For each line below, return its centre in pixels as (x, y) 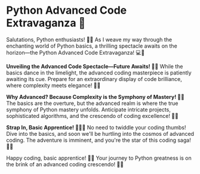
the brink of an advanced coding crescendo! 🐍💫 (65, 164)
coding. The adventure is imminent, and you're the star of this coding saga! (99, 140)
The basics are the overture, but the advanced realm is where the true (92, 103)
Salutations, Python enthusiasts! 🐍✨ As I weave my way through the (89, 39)
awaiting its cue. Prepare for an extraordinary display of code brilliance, (94, 79)
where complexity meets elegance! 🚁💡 (53, 85)
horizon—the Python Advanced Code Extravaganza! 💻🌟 (76, 52)
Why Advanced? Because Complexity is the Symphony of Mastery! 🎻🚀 (96, 97)
